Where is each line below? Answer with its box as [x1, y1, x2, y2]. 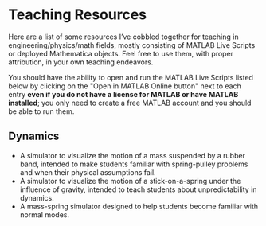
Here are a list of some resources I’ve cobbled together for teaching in [8, 32, 239, 41]
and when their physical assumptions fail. [19, 167, 157, 177]
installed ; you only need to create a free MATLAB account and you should [8, 98, 252, 107]
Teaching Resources [8, 6, 147, 24]
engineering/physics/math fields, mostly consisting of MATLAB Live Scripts [8, 40, 256, 49]
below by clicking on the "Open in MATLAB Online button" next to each [8, 81, 241, 91]
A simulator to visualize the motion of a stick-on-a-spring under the [19, 176, 241, 185]
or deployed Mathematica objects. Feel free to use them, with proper [8, 49, 233, 58]
